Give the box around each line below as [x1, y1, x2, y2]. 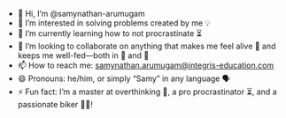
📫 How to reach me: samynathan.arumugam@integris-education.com [17, 60, 274, 70]
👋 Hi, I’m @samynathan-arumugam [17, 9, 145, 18]
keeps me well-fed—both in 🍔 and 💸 [17, 50, 150, 61]
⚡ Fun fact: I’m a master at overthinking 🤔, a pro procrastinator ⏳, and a [17, 86, 277, 97]
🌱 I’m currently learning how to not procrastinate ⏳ [17, 28, 202, 39]
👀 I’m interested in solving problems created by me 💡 [17, 18, 211, 28]
